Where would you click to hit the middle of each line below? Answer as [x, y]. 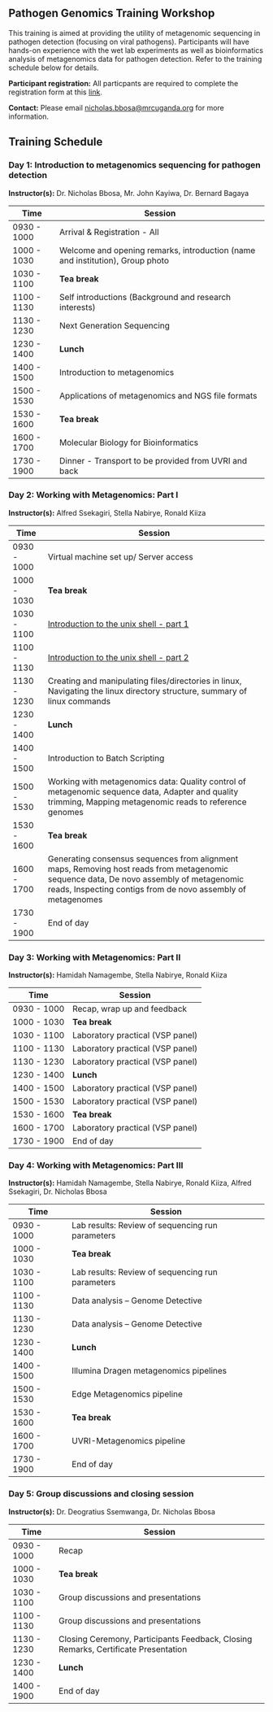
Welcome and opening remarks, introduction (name [158, 250]
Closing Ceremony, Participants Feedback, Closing [155, 1639]
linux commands [79, 701]
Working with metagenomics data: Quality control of [147, 782]
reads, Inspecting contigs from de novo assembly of [147, 889]
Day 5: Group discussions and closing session [101, 1494]
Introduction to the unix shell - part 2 [118, 657]
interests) [78, 307]
